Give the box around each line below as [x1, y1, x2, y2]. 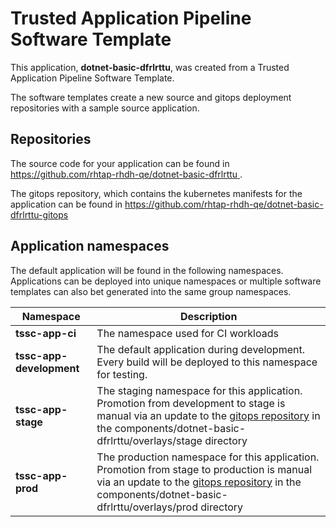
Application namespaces [10, 238, 170, 255]
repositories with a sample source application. [10, 102, 200, 114]
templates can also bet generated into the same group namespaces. [10, 285, 292, 297]
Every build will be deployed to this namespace [96, 355, 318, 369]
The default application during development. [96, 342, 305, 356]
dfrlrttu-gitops [10, 208, 69, 221]
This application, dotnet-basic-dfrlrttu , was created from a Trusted [10, 61, 290, 73]
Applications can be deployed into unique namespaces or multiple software [10, 275, 322, 287]
